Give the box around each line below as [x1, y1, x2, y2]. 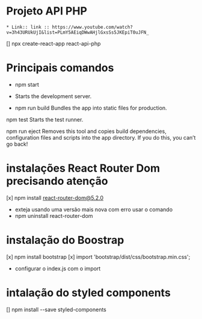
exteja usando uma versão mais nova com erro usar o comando [14, 206, 173, 213]
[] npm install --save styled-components [6, 306, 106, 313]
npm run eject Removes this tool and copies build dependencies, [6, 128, 167, 135]
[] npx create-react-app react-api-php [6, 40, 101, 47]
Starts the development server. [14, 92, 92, 100]
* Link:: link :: [6, 24, 50, 30]
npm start [14, 81, 39, 88]
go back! [6, 140, 28, 147]
